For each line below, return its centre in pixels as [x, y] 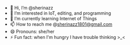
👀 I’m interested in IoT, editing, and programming [60, 13]
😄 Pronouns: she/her [32, 31]
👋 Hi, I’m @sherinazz [31, 8]
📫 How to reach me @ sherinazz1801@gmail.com [61, 24]
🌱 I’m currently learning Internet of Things [53, 18]
